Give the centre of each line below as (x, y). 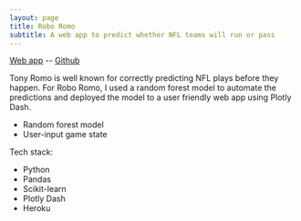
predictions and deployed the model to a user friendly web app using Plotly (150, 97)
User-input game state (65, 135)
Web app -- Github (45, 61)
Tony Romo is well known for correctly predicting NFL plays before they (144, 78)
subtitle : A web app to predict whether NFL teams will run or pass (142, 35)
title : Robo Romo (42, 26)
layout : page (34, 18)
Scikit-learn (44, 189)
